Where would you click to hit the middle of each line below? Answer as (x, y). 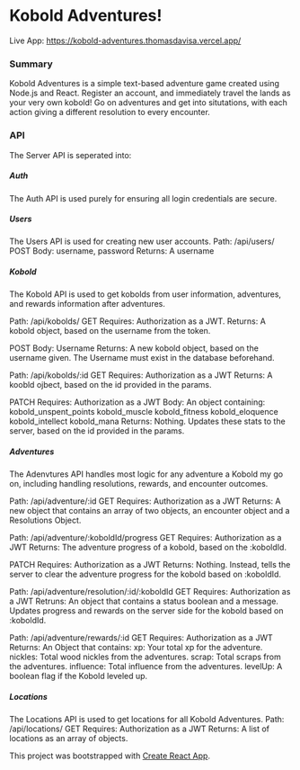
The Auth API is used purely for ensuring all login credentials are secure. (143, 198)
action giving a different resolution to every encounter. (110, 112)
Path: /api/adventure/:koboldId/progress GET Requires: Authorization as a (146, 538)
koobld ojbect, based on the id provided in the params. (110, 385)
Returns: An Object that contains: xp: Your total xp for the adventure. (136, 648)
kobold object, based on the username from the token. (110, 331)
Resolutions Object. (45, 520)
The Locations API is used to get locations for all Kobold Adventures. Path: (147, 720)
